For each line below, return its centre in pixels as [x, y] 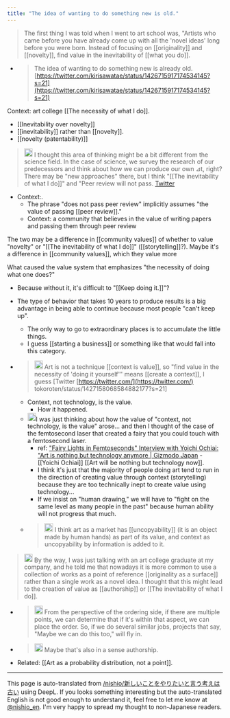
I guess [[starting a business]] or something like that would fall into [121, 344]
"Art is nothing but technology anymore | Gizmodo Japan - [120, 456]
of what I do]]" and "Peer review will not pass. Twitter [99, 183]
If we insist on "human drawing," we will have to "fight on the [124, 500]
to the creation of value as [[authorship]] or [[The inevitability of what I [123, 589]
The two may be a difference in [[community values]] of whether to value [110, 239]
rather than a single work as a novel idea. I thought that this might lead [123, 582]
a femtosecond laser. [57, 441]
